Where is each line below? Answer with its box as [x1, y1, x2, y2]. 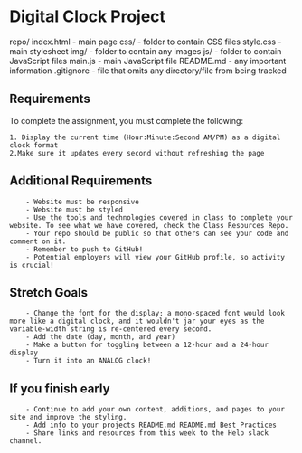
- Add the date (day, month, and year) [25, 333, 176, 342]
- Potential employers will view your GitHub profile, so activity [25, 252, 285, 261]
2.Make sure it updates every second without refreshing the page [9, 148, 265, 157]
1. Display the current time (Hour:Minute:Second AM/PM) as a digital [9, 133, 281, 142]
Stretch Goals [9, 285, 89, 300]
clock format [9, 140, 59, 150]
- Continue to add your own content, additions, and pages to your [25, 405, 285, 414]
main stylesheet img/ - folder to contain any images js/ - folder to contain [9, 45, 282, 56]
